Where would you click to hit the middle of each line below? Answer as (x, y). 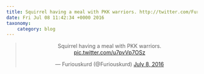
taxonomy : (19, 23)
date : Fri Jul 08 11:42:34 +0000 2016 (55, 18)
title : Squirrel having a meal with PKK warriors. (72, 12)
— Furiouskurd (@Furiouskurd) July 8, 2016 (109, 64)
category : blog (36, 29)
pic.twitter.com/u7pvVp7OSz (110, 53)
